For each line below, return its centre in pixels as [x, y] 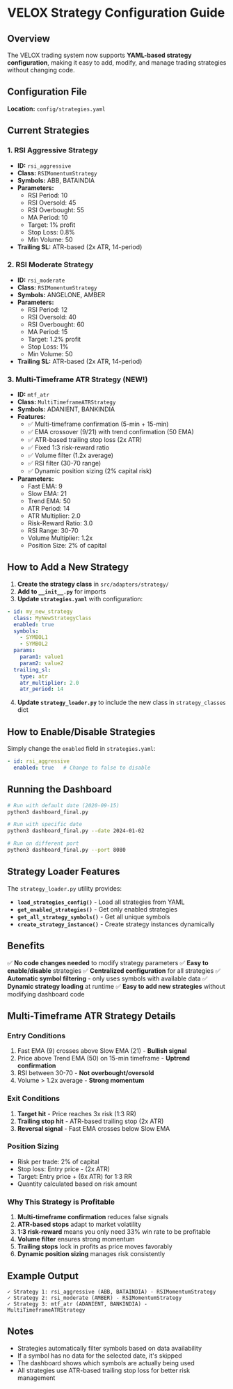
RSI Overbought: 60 [56, 324]
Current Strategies [48, 130]
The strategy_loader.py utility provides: [65, 888]
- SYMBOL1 [34, 637]
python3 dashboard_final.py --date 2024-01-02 [76, 831]
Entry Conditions [37, 1035]
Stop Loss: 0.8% [51, 232]
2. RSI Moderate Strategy [50, 264]
